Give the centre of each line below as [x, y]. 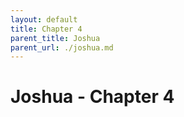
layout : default [44, 19]
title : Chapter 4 [46, 29]
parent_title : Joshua [55, 38]
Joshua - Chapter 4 [92, 97]
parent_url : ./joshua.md [62, 47]
